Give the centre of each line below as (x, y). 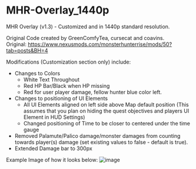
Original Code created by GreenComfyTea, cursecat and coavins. (85, 38)
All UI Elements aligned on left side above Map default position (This (106, 104)
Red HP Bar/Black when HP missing (67, 85)
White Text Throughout (51, 79)
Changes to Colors (37, 73)
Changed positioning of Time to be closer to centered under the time (107, 123)
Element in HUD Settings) (54, 117)
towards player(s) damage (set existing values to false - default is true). (101, 142)
